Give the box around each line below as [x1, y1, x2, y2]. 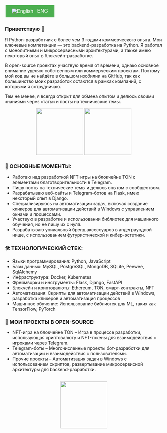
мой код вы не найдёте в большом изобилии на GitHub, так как [5, 73, 140, 79]
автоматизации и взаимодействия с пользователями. [12, 350, 127, 356]
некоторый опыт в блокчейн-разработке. [5, 53, 93, 59]
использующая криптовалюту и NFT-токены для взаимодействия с [12, 334, 156, 340]
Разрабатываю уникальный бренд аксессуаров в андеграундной [12, 227, 152, 233]
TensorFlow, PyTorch [12, 306, 56, 312]
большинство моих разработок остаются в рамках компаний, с [5, 78, 141, 84]
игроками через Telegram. [12, 340, 69, 346]
